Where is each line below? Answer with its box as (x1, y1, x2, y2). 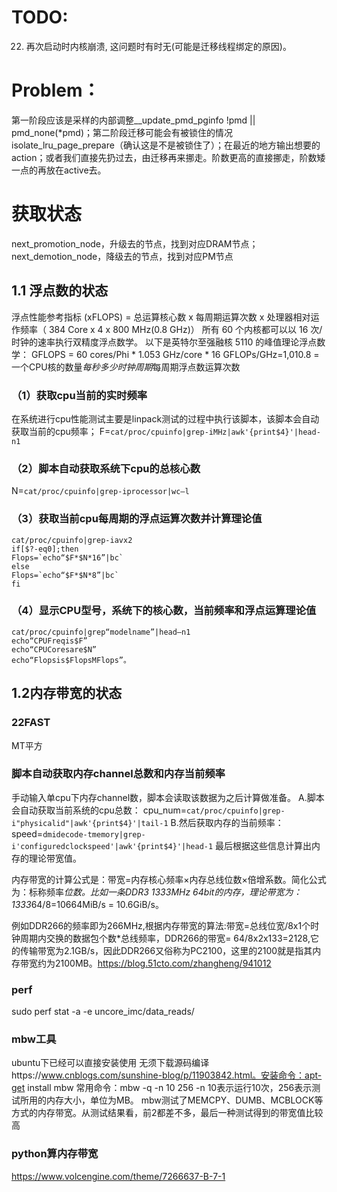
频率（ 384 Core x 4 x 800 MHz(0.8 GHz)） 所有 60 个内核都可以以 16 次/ (19, 323, 323, 335)
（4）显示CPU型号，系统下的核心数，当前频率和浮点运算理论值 (11, 604, 317, 618)
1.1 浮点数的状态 (11, 282, 109, 300)
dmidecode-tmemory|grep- (42, 829, 146, 840)
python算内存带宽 (11, 1147, 99, 1161)
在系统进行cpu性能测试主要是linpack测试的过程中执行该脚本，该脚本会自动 (11, 412, 320, 425)
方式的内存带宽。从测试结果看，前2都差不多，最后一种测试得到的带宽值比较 (11, 1107, 324, 1119)
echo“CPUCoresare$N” (11, 644, 98, 655)
